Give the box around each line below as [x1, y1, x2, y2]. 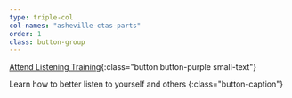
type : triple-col [9, 12, 74, 22]
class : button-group [9, 37, 86, 47]
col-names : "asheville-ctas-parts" [9, 21, 142, 30]
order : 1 [9, 29, 42, 38]
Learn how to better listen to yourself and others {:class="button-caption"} [9, 79, 283, 89]
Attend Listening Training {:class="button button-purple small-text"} [9, 62, 257, 72]
